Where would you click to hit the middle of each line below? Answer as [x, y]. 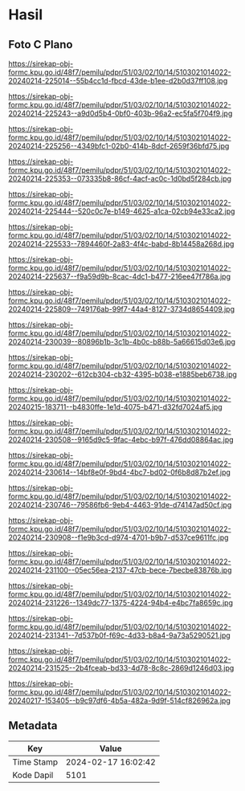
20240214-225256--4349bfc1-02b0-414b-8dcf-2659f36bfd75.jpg [119, 146]
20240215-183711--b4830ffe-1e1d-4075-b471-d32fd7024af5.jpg [115, 407]
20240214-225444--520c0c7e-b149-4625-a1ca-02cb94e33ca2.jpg [122, 211]
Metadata [33, 726]
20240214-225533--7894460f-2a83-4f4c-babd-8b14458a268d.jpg [121, 244]
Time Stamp [35, 762]
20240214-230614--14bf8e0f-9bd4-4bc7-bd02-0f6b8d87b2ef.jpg [120, 472]
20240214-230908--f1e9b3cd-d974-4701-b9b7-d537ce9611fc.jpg [118, 537]
